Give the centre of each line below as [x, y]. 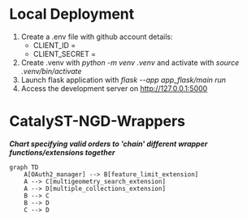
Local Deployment [72, 14]
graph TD [24, 167]
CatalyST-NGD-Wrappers [97, 121]
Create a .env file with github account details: [97, 37]
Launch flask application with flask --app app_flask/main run [123, 80]
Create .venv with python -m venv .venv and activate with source [130, 63]
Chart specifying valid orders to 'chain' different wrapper [108, 144]
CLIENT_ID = [54, 45]
